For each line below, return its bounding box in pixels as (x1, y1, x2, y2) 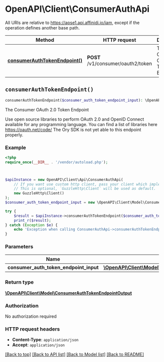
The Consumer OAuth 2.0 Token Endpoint (5, 106, 89, 112)
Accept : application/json (12, 342, 65, 348)
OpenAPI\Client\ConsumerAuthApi (5, 3, 150, 15)
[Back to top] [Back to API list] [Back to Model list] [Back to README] (5, 352, 144, 358)
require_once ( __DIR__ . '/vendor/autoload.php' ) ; (5, 159, 108, 165)
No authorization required (5, 313, 57, 319)
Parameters (5, 243, 33, 250)
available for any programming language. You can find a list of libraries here (5, 121, 158, 127)
